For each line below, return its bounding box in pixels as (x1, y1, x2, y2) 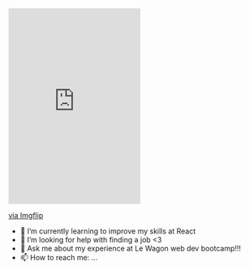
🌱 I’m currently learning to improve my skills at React (19, 226, 196, 236)
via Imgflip (8, 210, 44, 220)
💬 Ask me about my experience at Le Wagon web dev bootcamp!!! (19, 243, 242, 253)
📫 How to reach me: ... (19, 252, 98, 262)
